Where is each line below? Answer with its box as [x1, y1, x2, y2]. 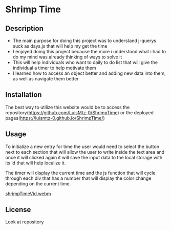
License [5, 205, 31, 214]
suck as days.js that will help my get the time [12, 43, 108, 49]
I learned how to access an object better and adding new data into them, [12, 70, 166, 76]
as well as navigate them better [12, 76, 79, 81]
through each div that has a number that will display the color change [5, 175, 152, 181]
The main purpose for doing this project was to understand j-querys [12, 37, 157, 44]
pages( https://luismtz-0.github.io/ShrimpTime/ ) [5, 115, 105, 121]
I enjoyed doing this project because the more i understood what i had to [12, 49, 166, 54]
